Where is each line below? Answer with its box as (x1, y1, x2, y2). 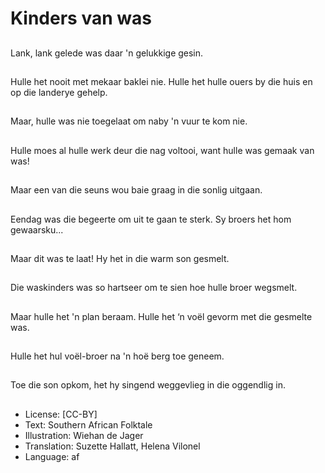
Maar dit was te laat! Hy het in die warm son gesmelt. (10, 252, 230, 264)
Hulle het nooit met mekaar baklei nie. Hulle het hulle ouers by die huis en (10, 75, 313, 87)
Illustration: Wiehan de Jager (24, 429, 144, 441)
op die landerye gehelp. (10, 86, 108, 98)
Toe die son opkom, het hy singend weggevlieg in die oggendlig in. (10, 379, 286, 391)
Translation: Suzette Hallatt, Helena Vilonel (24, 440, 201, 452)
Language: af (24, 450, 80, 462)
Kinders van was (10, 7, 152, 30)
